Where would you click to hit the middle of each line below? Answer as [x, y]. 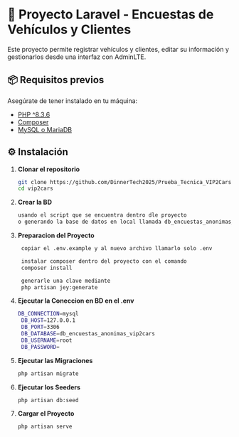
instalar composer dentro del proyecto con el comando [104, 261]
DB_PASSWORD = [40, 347]
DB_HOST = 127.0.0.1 [48, 320]
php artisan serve [45, 427]
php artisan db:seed [48, 400]
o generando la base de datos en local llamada [89, 222]
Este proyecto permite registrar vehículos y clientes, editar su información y [118, 49]
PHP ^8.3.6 [34, 114]
